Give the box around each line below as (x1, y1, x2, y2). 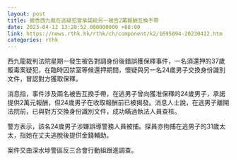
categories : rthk (7, 37, 59, 44)
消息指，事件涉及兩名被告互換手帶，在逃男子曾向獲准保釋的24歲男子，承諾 (7, 90, 226, 98)
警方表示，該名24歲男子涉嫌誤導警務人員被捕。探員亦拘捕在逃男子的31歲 (7, 122, 220, 131)
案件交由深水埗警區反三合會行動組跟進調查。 (7, 146, 138, 155)
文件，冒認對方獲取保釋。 (7, 75, 82, 83)
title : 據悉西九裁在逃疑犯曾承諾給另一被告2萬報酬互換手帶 (7, 17, 159, 24)
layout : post (7, 10, 46, 18)
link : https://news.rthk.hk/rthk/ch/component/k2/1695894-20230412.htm (7, 30, 223, 37)
